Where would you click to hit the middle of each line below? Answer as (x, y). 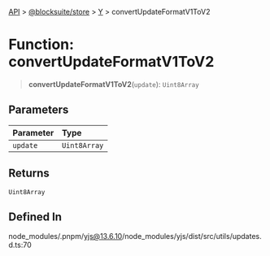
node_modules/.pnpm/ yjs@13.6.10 (65, 236)
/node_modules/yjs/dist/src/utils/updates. (192, 236)
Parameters (39, 110)
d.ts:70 (20, 245)
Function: (41, 45)
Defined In (35, 217)
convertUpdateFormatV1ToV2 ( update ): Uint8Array (113, 84)
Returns (29, 174)
